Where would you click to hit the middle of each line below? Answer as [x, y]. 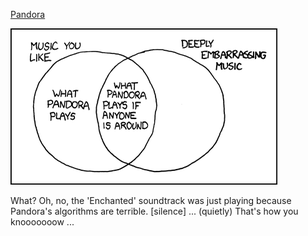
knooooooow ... [42, 222]
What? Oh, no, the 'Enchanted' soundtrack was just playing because [151, 200]
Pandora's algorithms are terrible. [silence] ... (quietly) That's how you [154, 211]
